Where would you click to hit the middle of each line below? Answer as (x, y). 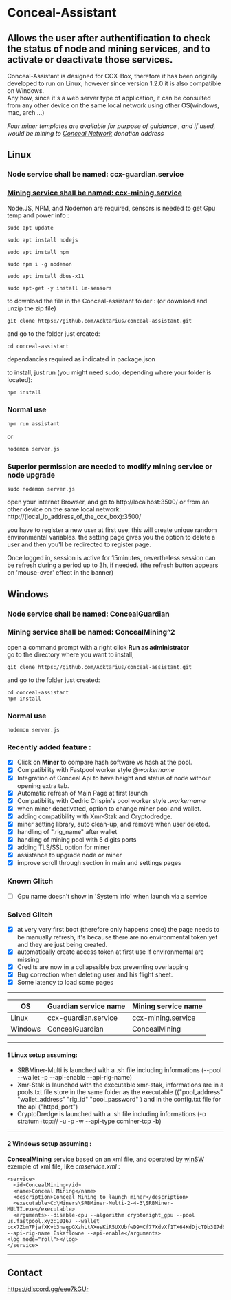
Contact (25, 1272)
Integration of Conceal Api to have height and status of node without (114, 778)
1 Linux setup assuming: (42, 1055)
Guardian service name (86, 1006)
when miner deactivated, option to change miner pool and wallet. (109, 808)
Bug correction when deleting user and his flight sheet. (95, 974)
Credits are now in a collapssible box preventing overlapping (103, 967)
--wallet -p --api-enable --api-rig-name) (75, 1078)
